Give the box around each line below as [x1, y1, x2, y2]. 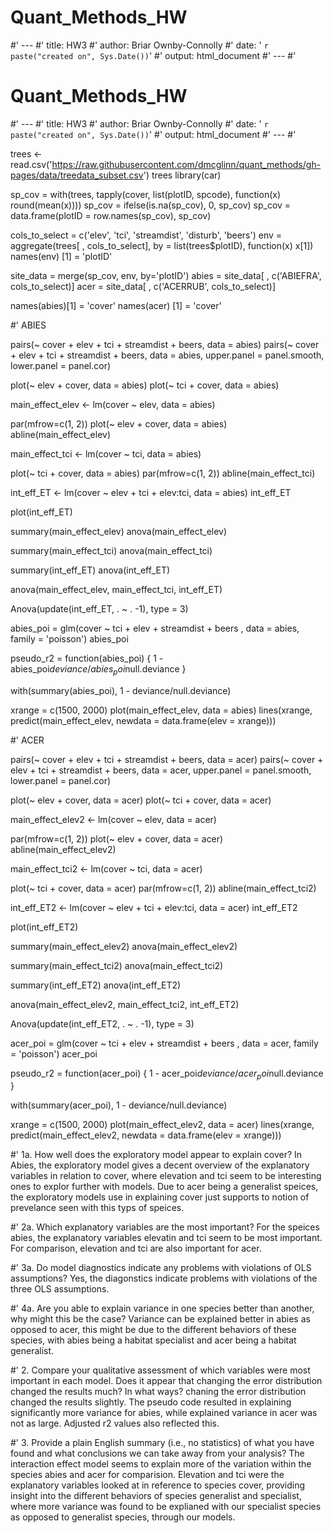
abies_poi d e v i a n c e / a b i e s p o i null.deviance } [10, 662, 187, 677]
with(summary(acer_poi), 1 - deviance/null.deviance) [10, 1099, 228, 1111]
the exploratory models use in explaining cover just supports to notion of [10, 1191, 310, 1203]
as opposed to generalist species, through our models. [10, 1511, 236, 1523]
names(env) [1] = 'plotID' [10, 250, 113, 262]
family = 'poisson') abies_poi [10, 632, 129, 645]
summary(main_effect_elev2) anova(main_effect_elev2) [10, 940, 238, 952]
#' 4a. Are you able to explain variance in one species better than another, [10, 1302, 315, 1315]
